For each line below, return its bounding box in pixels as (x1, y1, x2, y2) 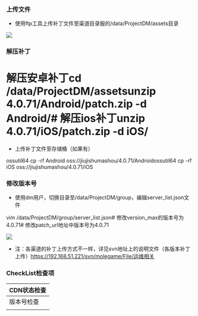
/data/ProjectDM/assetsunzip (6, 85, 156, 98)
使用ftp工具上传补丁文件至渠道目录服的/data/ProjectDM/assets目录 (14, 20, 179, 27)
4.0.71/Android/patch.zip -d (6, 97, 147, 111)
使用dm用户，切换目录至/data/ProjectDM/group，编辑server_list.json (14, 194, 184, 201)
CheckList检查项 (6, 269, 55, 277)
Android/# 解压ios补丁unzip (6, 112, 146, 126)
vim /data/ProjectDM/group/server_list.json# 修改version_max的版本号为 (6, 214, 184, 221)
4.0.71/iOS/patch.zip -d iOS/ (6, 125, 149, 138)
